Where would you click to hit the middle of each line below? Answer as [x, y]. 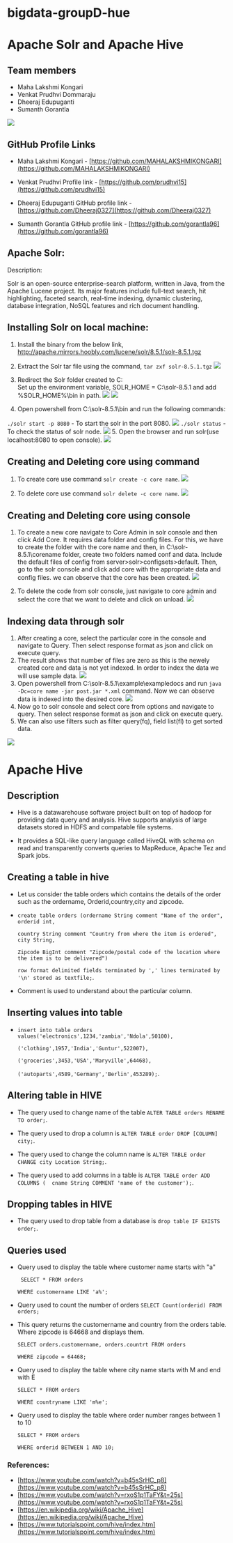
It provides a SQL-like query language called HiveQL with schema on [115, 840]
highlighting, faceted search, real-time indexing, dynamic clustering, [105, 298]
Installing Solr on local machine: [78, 328]
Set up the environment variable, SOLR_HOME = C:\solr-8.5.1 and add [117, 387]
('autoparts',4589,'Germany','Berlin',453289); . [88, 1073]
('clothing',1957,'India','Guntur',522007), [83, 1048]
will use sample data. [47, 676]
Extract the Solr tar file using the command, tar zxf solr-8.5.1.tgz [114, 366]
